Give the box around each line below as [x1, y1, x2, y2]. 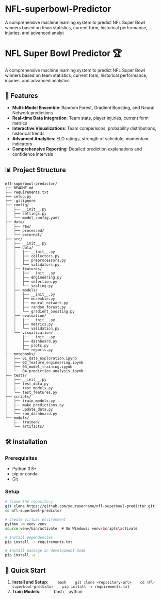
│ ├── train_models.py [5, 398, 55, 403]
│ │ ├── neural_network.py [5, 300, 68, 305]
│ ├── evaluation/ [5, 313, 47, 318]
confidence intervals [12, 151, 53, 157]
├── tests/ [5, 373, 27, 378]
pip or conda [12, 471, 38, 477]
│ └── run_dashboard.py [5, 411, 57, 416]
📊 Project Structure [5, 166, 66, 174]
